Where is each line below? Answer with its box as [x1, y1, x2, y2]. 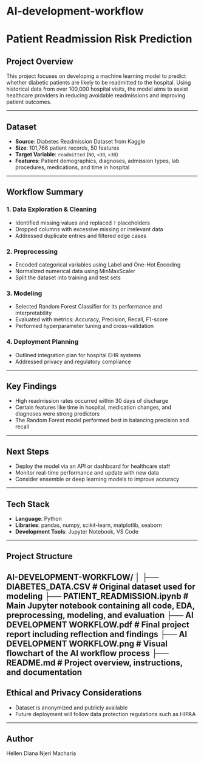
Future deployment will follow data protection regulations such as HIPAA [15, 710, 196, 717]
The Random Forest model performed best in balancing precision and [15, 417, 189, 424]
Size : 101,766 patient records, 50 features [15, 144, 120, 152]
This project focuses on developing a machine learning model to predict [6, 72, 186, 80]
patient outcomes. [6, 99, 52, 106]
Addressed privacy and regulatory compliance [15, 358, 132, 365]
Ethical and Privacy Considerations [6, 688, 142, 698]
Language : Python [15, 515, 62, 523]
